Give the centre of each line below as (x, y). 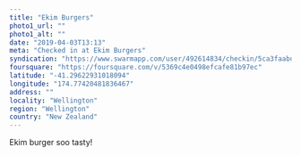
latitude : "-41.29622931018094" (69, 76)
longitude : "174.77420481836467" (72, 84)
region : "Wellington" (50, 109)
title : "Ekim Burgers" (52, 17)
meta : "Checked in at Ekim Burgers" (77, 51)
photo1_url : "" (38, 26)
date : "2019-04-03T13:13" (57, 42)
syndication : (34, 59)
